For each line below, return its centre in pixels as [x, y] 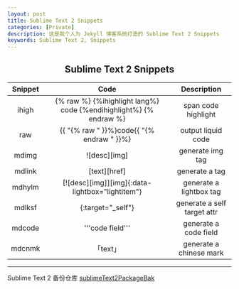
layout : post [27, 14]
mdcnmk [26, 248]
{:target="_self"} [107, 207]
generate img [201, 151]
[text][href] [107, 171]
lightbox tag [201, 191]
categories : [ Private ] [41, 27]
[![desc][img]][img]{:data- [107, 182]
